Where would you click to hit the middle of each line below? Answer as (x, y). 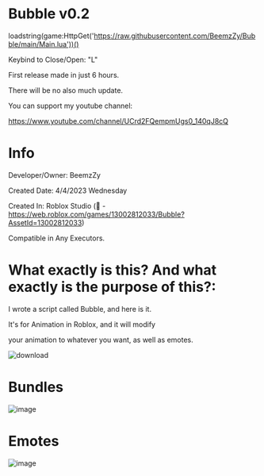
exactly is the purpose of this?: (112, 287)
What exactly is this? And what (112, 270)
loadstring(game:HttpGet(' (51, 36)
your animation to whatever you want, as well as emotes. (101, 340)
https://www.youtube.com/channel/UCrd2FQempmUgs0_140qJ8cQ (118, 121)
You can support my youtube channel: (71, 106)
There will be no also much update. (66, 90)
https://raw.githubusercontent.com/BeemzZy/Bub (175, 36)
